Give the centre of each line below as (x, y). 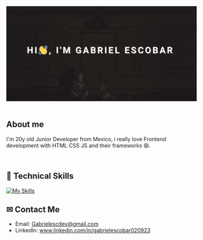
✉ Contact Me (33, 210)
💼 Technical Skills (40, 176)
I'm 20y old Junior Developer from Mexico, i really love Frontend (86, 139)
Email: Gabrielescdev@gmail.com (56, 224)
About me (25, 125)
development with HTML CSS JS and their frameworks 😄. (79, 145)
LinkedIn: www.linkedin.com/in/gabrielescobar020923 (83, 230)
